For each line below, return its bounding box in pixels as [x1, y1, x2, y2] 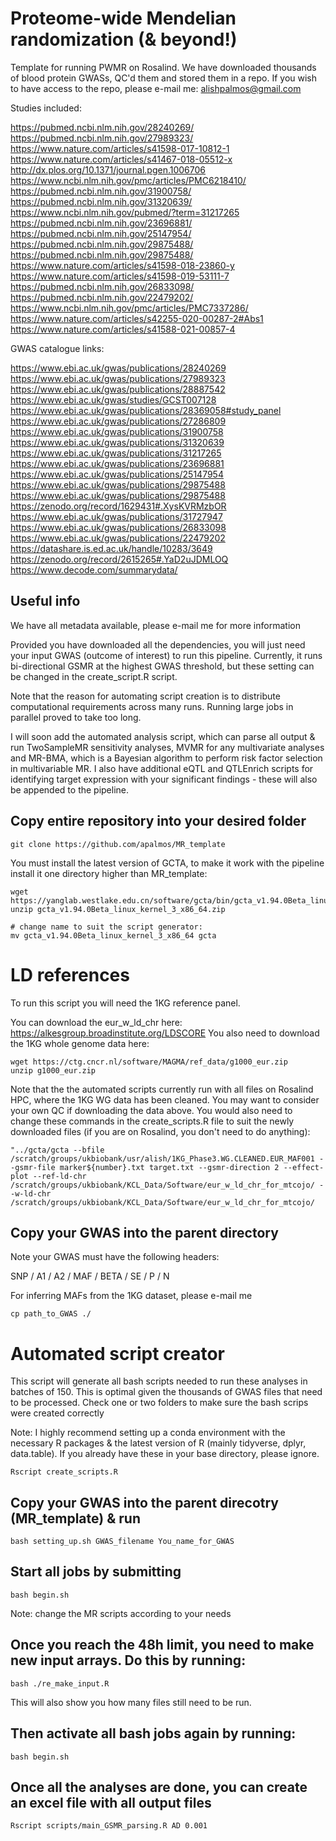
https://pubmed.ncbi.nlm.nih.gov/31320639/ [10, 195, 193, 207]
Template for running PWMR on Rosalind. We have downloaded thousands [10, 61, 317, 73]
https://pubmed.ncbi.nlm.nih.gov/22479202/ [10, 291, 194, 303]
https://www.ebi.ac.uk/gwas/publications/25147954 [10, 468, 224, 480]
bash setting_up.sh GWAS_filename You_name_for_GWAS [10, 1537, 235, 1547]
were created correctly [10, 1407, 105, 1419]
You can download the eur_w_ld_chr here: [10, 1016, 183, 1028]
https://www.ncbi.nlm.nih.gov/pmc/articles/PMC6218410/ [10, 174, 247, 186]
